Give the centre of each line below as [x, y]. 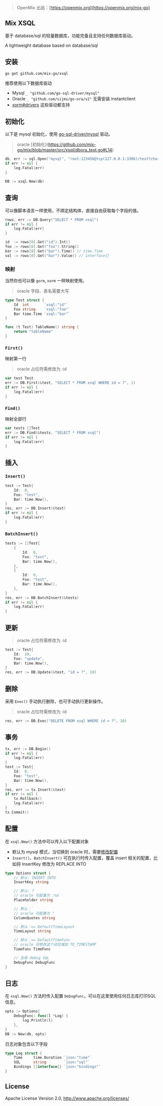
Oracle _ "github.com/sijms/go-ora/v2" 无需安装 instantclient [74, 98]
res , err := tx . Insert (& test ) [36, 790]
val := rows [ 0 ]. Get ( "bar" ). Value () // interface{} [57, 255]
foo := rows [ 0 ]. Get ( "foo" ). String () [42, 247]
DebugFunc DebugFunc [34, 962]
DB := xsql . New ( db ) [25, 181]
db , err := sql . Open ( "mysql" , [36, 159]
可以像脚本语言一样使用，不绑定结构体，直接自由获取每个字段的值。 [73, 210]
